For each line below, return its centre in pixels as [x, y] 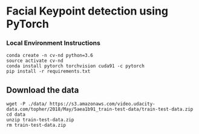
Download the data [43, 90]
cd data [16, 115]
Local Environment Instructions [54, 43]
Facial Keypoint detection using [87, 11]
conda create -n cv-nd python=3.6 [50, 56]
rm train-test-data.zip [36, 126]
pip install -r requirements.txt [48, 72]
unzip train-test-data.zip [40, 120]
